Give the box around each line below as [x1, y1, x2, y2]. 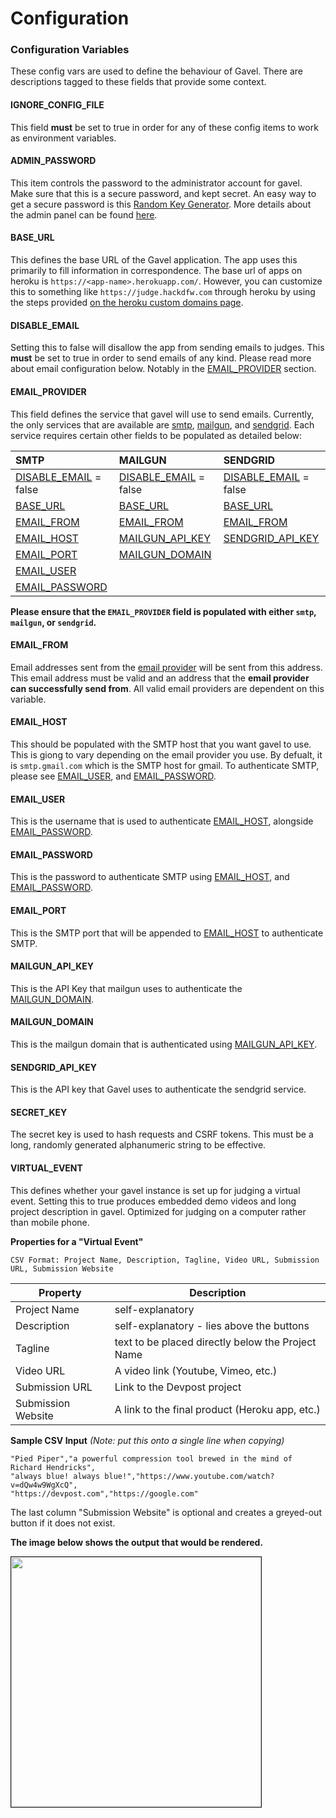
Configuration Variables [10, 43, 130, 57]
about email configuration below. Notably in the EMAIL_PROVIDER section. [10, 363, 317, 375]
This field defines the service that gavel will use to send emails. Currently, [10, 408, 315, 420]
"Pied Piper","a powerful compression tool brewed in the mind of [10, 1453, 293, 1464]
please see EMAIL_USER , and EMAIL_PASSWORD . [10, 770, 217, 782]
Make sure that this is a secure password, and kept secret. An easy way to [10, 187, 317, 199]
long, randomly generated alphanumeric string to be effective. [10, 1139, 267, 1151]
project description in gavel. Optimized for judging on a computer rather [10, 1205, 307, 1217]
